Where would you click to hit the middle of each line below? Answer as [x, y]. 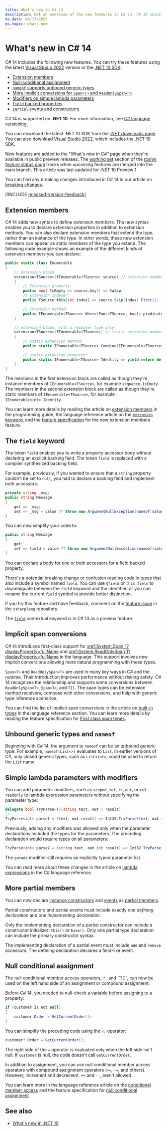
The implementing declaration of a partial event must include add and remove [83, 945]
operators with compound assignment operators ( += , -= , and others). [75, 1070]
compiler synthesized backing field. [42, 463]
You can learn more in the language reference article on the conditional [78, 1085]
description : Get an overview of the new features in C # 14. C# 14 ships [83, 14]
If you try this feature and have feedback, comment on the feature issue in [81, 603]
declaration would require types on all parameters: [57, 839]
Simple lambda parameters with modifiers [72, 778]
